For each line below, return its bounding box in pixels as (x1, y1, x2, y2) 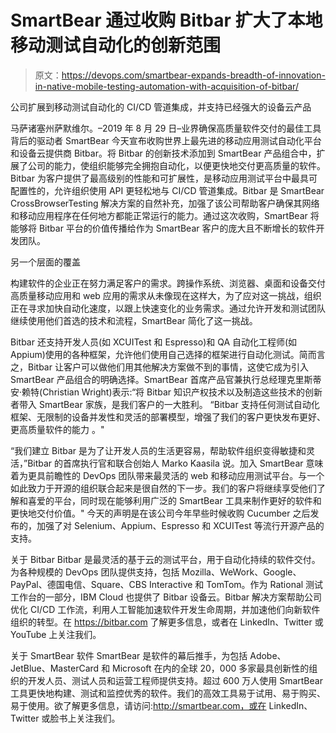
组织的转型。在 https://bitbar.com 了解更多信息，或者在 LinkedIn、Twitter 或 (10, 616, 324, 628)
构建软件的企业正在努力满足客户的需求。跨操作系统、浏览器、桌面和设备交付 (10, 277, 326, 289)
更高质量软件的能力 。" (10, 423, 105, 435)
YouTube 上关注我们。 (10, 628, 102, 640)
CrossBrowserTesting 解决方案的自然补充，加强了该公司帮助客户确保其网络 (10, 197, 320, 209)
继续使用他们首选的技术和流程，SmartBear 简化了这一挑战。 (10, 314, 258, 326)
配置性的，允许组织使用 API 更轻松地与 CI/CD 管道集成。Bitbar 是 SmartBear (10, 184, 325, 196)
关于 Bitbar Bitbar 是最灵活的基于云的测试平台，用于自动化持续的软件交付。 (10, 553, 321, 565)
